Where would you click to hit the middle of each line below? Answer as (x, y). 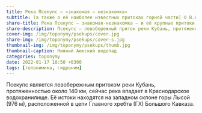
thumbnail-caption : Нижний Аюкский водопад (62, 51)
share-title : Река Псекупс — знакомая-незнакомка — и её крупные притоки (101, 23)
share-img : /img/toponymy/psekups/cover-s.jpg (66, 40)
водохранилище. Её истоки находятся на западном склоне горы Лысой (98, 97)
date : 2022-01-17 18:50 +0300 (44, 62)
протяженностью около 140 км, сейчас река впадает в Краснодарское (98, 91)
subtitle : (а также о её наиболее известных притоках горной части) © (96, 17)
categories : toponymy (33, 56)
